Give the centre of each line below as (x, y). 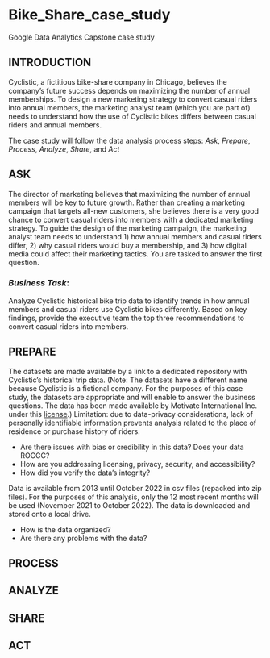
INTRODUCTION (50, 62)
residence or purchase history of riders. (75, 431)
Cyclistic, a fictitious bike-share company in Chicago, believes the (118, 81)
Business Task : (39, 283)
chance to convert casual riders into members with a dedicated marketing (131, 219)
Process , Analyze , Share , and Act (64, 149)
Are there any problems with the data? (83, 538)
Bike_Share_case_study (89, 15)
